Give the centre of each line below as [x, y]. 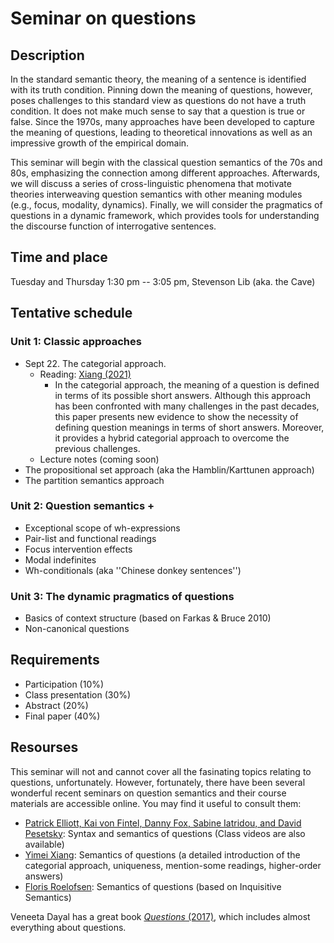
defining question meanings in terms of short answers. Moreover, [189, 427]
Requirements [55, 660]
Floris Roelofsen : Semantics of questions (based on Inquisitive [153, 886]
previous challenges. [97, 448]
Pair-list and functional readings [90, 538]
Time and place [59, 257]
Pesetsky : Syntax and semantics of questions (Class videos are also [165, 833]
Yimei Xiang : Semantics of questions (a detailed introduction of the [162, 854]
